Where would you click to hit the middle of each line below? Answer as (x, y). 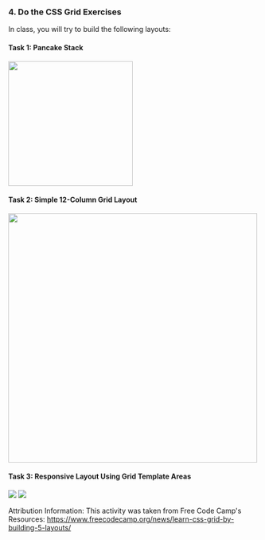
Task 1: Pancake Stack (46, 47)
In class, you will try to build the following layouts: (90, 30)
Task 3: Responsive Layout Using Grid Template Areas (100, 476)
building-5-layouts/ (40, 527)
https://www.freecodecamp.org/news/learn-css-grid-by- (140, 519)
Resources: (27, 519)
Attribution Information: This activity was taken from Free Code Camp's (125, 510)
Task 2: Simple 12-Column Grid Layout (73, 200)
